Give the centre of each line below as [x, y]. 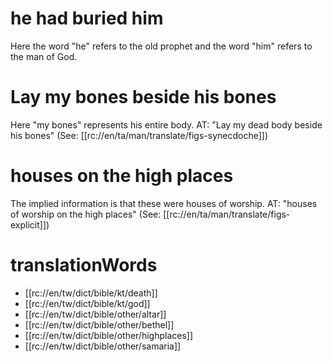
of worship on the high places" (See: [86, 214]
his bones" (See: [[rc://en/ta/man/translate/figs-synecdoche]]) [139, 135]
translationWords [84, 265]
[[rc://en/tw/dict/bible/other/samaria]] [103, 346]
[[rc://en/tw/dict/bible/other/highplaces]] [109, 335]
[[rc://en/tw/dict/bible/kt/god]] [87, 303]
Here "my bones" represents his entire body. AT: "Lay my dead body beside [166, 124]
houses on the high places [122, 176]
